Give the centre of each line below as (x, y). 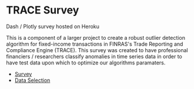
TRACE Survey (43, 10)
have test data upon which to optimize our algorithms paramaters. (86, 63)
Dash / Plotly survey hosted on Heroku (53, 26)
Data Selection (32, 80)
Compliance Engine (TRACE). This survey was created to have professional (97, 50)
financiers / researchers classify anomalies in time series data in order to (94, 56)
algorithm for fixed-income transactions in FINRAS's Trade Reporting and (95, 44)
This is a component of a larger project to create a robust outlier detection (96, 37)
